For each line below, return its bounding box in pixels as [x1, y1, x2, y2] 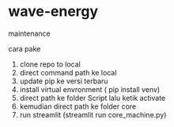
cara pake [8, 44, 41, 53]
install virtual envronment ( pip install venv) [19, 84, 161, 94]
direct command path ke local [19, 67, 117, 77]
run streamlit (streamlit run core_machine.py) [19, 110, 167, 119]
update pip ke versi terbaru [19, 76, 108, 86]
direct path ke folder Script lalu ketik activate [19, 93, 166, 102]
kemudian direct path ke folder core [19, 102, 137, 111]
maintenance [8, 29, 51, 38]
